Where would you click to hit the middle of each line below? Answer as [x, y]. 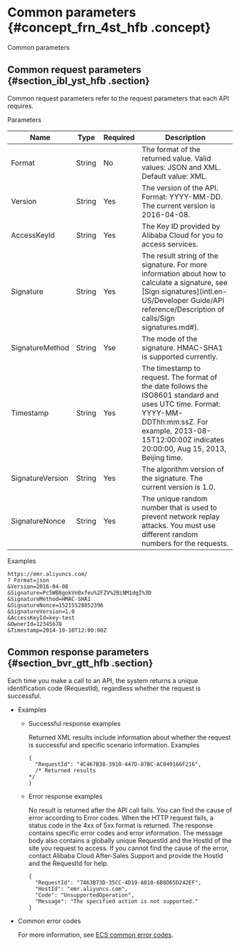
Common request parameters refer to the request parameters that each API [118, 98]
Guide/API [207, 300]
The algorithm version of [183, 469]
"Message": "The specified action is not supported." [116, 901]
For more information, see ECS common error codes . [95, 935]
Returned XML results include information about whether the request [130, 737]
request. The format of [180, 377]
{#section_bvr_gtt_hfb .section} [80, 663]
